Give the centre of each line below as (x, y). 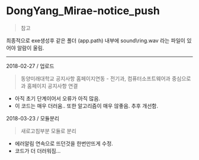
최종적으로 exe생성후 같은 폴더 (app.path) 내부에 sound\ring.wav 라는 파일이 (96, 40)
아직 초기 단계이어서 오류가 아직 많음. (57, 98)
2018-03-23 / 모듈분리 (33, 118)
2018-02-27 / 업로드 (30, 66)
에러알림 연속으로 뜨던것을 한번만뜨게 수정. (64, 143)
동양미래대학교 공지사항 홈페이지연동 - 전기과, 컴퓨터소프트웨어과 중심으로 (106, 79)
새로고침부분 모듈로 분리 (49, 130)
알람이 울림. (31, 48)
